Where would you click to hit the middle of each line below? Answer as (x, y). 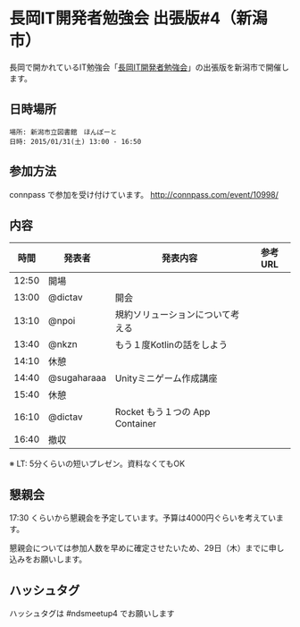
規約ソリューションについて (173, 315)
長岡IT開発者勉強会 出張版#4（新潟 (138, 18)
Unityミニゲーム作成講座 (166, 378)
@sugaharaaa (77, 378)
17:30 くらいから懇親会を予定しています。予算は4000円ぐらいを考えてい (143, 518)
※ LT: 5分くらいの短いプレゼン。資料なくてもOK (97, 464)
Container (136, 424)
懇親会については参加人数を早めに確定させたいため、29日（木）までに (139, 548)
